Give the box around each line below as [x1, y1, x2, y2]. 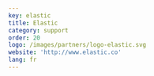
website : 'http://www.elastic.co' [8, 48, 122, 56]
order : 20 [8, 33, 41, 42]
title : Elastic [8, 19, 58, 27]
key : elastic [8, 11, 51, 20]
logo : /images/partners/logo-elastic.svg [8, 41, 147, 49]
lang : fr [8, 56, 37, 64]
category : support [8, 26, 69, 34]
